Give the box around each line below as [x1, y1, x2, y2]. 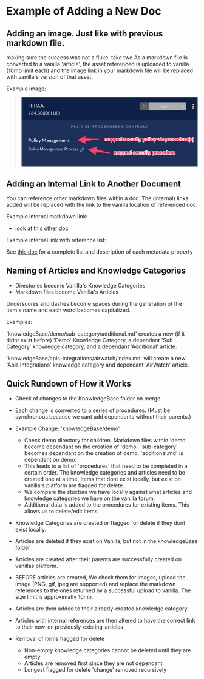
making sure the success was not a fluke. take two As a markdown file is [6, 54, 188, 61]
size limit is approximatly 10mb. [15, 593, 93, 600]
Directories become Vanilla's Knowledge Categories [15, 282, 146, 289]
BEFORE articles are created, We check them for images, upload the [15, 573, 186, 581]
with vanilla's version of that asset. [6, 73, 93, 80]
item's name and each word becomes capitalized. [6, 306, 131, 314]
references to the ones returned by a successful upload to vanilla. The [15, 587, 191, 594]
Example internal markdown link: [6, 213, 88, 220]
